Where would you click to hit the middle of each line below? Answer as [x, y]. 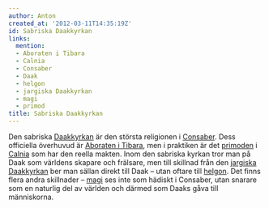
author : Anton [32, 16]
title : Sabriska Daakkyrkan [56, 114]
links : [19, 38]
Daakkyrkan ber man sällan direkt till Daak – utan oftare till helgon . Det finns [134, 171]
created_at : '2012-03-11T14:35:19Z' [70, 23]
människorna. [31, 197]
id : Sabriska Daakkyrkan [50, 31]
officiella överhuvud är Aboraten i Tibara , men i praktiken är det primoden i [133, 145]
